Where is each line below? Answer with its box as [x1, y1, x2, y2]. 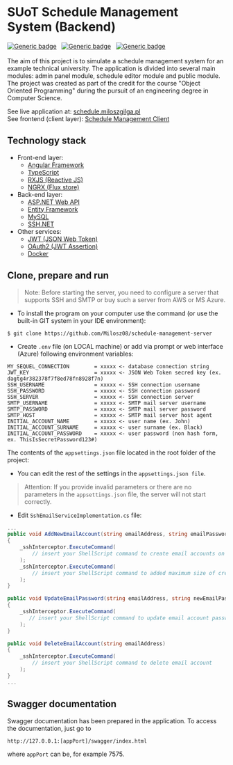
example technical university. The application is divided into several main [7, 64, 216, 72]
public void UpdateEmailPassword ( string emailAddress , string [7, 595, 191, 602]
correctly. [24, 497, 52, 505]
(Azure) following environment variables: [17, 349, 134, 358]
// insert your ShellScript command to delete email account [32, 659, 213, 667]
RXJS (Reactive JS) [27, 175, 83, 184]
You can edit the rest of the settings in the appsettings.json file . [17, 469, 206, 478]
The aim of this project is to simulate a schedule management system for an [7, 56, 224, 65]
